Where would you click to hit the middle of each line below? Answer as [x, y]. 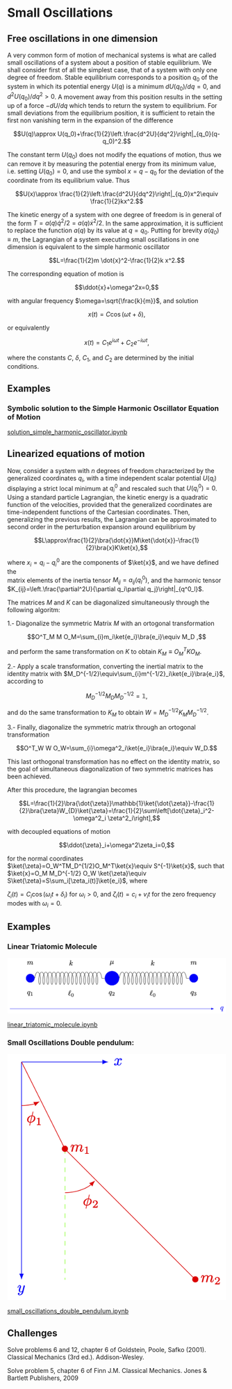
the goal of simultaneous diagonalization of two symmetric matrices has [110, 769]
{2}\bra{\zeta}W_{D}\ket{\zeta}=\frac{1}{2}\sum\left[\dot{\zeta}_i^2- [117, 811]
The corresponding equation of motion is [66, 274]
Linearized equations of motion [76, 454]
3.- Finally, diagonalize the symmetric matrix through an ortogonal [101, 728]
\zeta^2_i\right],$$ [134, 818]
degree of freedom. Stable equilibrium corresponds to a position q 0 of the [113, 78]
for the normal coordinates [45, 859]
